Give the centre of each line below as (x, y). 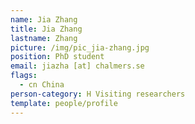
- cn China (42, 85)
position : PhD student (57, 57)
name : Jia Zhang (44, 19)
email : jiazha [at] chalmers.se (77, 66)
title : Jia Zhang (46, 29)
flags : (24, 76)
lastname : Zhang (44, 38)
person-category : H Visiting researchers (98, 94)
